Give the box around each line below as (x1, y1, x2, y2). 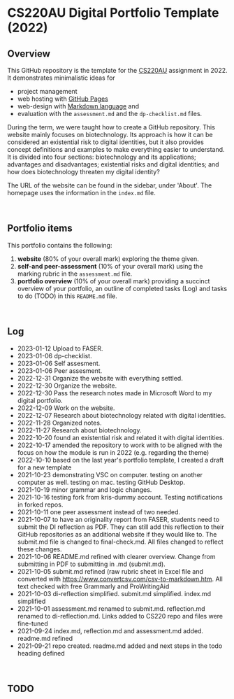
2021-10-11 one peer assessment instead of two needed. (17, 507, 180, 516)
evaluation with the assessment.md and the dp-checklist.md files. (17, 110, 203, 118)
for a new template (17, 463, 72, 472)
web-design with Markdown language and (17, 102, 140, 110)
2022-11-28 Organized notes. (17, 418, 102, 427)
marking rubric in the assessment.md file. (17, 269, 133, 278)
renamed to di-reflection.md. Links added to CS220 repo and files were (17, 612, 224, 620)
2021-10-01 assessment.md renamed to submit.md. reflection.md (17, 604, 205, 613)
